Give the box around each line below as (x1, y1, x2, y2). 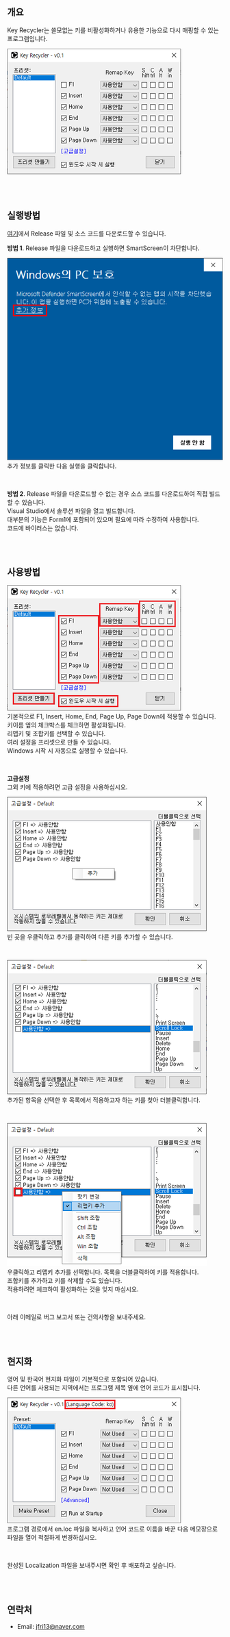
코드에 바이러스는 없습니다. (7, 523, 79, 532)
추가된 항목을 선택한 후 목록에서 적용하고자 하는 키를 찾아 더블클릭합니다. (7, 1096, 201, 1104)
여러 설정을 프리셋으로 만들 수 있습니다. (7, 738, 112, 747)
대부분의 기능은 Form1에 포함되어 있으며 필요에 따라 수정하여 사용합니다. (7, 515, 200, 523)
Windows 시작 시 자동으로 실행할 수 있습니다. (7, 747, 128, 755)
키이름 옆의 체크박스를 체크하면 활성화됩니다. (7, 721, 127, 729)
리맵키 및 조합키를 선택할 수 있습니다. (7, 729, 106, 738)
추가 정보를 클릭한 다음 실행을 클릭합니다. (7, 462, 117, 470)
